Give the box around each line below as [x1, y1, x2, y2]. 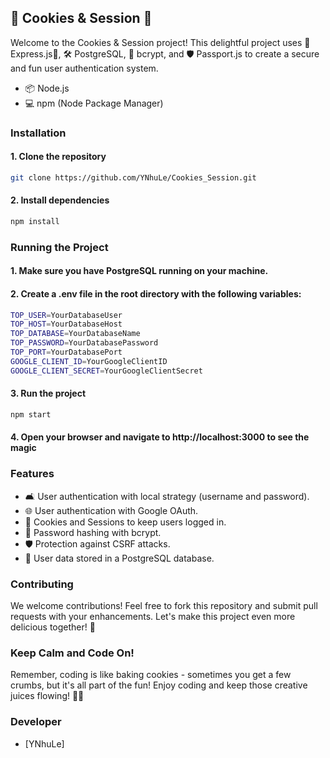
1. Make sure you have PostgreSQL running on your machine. [10, 265, 269, 277]
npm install [10, 217, 60, 227]
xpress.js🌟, [10, 47, 62, 60]
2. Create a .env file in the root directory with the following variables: [10, 288, 302, 300]
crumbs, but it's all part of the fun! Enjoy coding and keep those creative [10, 679, 308, 691]
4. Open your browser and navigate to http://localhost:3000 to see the [10, 431, 310, 443]
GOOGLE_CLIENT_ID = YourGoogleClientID [10, 356, 168, 366]
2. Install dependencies [10, 194, 110, 206]
